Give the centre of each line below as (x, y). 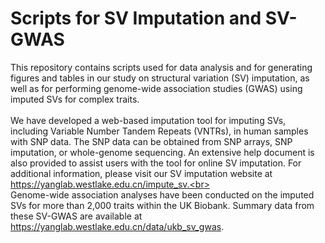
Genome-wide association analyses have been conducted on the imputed (162, 194)
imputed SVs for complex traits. (75, 99)
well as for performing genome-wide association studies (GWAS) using (156, 88)
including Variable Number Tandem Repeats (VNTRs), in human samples (159, 131)
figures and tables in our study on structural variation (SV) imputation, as (160, 78)
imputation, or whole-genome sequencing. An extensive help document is (162, 152)
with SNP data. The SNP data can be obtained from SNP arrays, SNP (151, 141)
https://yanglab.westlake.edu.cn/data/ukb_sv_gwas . (117, 226)
